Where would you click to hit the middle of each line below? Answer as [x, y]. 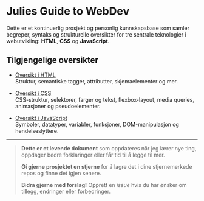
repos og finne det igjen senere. [61, 173]
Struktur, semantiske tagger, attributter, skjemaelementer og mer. [96, 81]
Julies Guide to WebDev [68, 11]
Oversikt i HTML [35, 75]
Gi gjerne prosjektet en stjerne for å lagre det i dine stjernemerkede [107, 166]
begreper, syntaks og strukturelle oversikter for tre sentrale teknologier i [96, 34]
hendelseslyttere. [37, 131]
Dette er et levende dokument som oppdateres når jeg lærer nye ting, [109, 148]
